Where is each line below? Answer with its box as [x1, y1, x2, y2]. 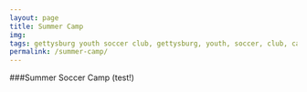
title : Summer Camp [9, 22, 84, 31]
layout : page [9, 13, 59, 23]
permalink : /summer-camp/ [9, 47, 108, 56]
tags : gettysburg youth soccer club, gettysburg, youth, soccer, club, [9, 38, 288, 48]
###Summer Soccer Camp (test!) [9, 72, 135, 83]
